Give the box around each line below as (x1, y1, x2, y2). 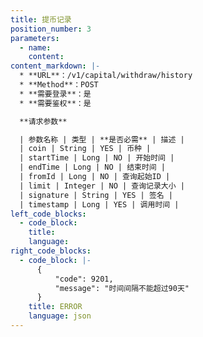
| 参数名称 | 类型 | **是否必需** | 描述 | (19, 134, 185, 145)
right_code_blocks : (10, 246, 92, 256)
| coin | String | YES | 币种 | (19, 144, 152, 154)
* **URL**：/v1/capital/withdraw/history (19, 71, 193, 81)
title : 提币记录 (10, 14, 72, 25)
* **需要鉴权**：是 (19, 98, 92, 108)
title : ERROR (28, 302, 83, 312)
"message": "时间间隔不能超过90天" (54, 283, 190, 293)
